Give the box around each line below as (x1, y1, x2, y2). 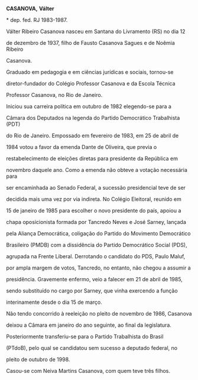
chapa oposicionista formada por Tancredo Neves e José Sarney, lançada (6, 219, 186, 225)
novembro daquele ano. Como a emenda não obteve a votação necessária (6, 167, 188, 173)
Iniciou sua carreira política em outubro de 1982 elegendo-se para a (6, 103, 171, 110)
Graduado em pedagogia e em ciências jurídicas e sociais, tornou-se (6, 69, 174, 76)
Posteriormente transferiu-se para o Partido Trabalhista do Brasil (6, 333, 164, 340)
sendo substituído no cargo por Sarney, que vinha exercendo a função (6, 287, 178, 294)
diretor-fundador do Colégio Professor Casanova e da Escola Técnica (6, 80, 176, 87)
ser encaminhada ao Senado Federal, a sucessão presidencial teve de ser (6, 184, 186, 191)
